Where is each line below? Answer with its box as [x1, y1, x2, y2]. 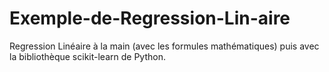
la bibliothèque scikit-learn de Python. [9, 50, 166, 62]
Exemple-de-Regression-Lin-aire [9, 7, 291, 30]
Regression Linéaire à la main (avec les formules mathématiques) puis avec [9, 40, 320, 52]
